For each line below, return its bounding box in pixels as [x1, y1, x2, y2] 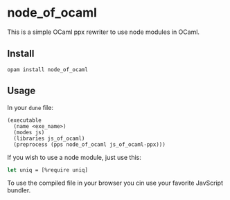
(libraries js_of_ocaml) [13, 135, 85, 142]
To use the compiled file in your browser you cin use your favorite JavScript [7, 179, 224, 188]
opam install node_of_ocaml [7, 66, 89, 73]
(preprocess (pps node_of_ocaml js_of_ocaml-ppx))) [13, 140, 166, 148]
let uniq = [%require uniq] [7, 166, 89, 174]
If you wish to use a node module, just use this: [7, 153, 142, 161]
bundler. [7, 186, 31, 194]
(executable [7, 116, 42, 124]
